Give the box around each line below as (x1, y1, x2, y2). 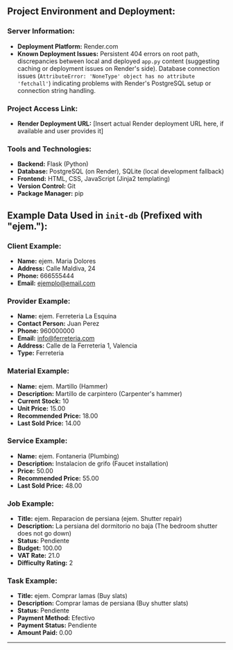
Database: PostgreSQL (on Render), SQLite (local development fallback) (17, 167, 225, 176)
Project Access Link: (7, 103, 78, 113)
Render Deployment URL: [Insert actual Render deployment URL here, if (17, 119, 224, 128)
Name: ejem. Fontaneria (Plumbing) (17, 452, 120, 460)
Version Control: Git (17, 182, 76, 190)
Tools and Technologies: (7, 144, 92, 153)
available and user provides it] (17, 126, 104, 135)
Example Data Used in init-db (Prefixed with (7, 209, 202, 221)
